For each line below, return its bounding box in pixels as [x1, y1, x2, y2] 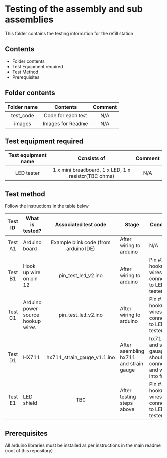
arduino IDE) [66, 245, 95, 252]
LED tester [15, 170, 40, 177]
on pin [23, 275, 38, 282]
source [23, 311, 40, 318]
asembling [120, 348, 144, 355]
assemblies [5, 14, 54, 25]
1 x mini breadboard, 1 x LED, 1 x [53, 166, 131, 173]
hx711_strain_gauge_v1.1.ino [46, 354, 115, 361]
